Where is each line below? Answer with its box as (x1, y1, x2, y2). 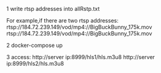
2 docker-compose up (6, 42, 63, 49)
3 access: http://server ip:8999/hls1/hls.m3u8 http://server (6, 54, 155, 60)
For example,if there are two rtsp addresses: (6, 17, 119, 24)
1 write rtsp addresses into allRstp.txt (6, 5, 100, 12)
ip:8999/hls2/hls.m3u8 (6, 60, 65, 67)
